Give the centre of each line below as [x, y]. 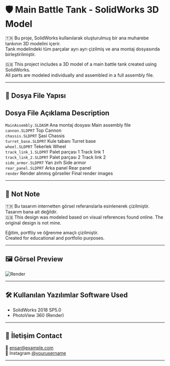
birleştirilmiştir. [20, 54]
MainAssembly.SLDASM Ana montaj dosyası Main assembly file [68, 125]
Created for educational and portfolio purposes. [55, 238]
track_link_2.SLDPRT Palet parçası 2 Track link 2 [56, 158]
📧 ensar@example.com [30, 348]
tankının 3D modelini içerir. [33, 43]
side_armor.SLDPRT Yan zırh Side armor [46, 163]
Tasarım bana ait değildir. [32, 212]
